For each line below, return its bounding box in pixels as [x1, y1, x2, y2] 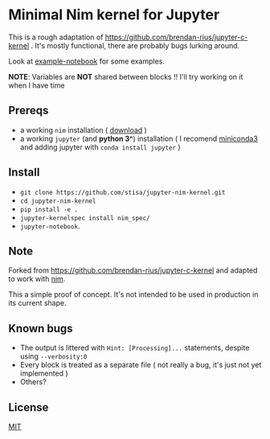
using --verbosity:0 [19, 351, 88, 361]
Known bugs [8, 322, 74, 335]
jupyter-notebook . [19, 221, 80, 231]
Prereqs [8, 104, 49, 117]
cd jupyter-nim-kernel [19, 197, 96, 205]
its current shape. [8, 298, 67, 308]
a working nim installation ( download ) [19, 125, 147, 134]
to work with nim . [8, 274, 66, 284]
